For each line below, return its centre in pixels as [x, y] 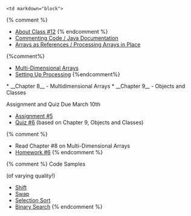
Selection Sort [33, 200]
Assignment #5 [34, 116]
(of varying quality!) [31, 176]
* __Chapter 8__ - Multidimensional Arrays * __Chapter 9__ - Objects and [96, 86]
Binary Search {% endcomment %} [59, 207]
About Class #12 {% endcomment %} [61, 31]
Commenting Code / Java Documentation [67, 38]
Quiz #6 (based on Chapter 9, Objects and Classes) [79, 122]
